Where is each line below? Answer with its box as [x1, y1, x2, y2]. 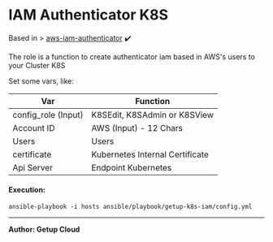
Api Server [12, 162, 53, 173]
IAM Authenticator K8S [8, 6, 169, 24]
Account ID [12, 122, 55, 133]
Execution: [8, 184, 46, 194]
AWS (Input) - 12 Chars [91, 122, 184, 133]
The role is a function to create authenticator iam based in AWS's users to [8, 51, 256, 62]
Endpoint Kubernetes [91, 162, 172, 173]
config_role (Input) [12, 109, 84, 120]
